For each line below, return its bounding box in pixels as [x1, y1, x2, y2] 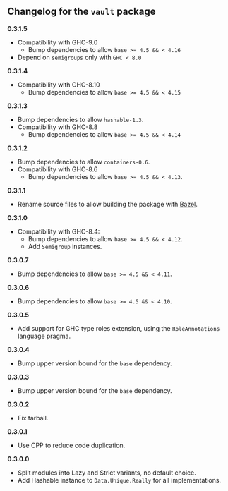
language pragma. [17, 332, 71, 340]
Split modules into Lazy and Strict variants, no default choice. [17, 468, 196, 477]
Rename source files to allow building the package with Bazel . [17, 200, 198, 208]
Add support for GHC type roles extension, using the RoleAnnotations [17, 324, 220, 332]
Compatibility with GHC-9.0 [17, 38, 98, 47]
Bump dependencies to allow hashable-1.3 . [17, 115, 144, 123]
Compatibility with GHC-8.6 [17, 165, 98, 174]
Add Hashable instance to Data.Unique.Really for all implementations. [17, 475, 221, 484]
